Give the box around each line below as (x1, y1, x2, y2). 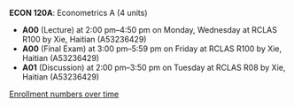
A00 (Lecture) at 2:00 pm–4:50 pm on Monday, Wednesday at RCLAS (21, 25, 277, 34)
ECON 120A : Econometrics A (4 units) (9, 8, 148, 18)
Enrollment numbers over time (9, 88, 120, 99)
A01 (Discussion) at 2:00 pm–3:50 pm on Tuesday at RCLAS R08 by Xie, (21, 62, 286, 73)
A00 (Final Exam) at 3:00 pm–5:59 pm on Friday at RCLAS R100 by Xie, (21, 43, 282, 54)
